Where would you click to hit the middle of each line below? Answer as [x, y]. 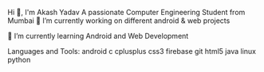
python [19, 60]
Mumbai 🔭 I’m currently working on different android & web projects [119, 21]
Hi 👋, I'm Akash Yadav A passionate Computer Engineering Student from [126, 12]
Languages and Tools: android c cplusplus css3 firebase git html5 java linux [132, 51]
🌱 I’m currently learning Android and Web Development [98, 36]
